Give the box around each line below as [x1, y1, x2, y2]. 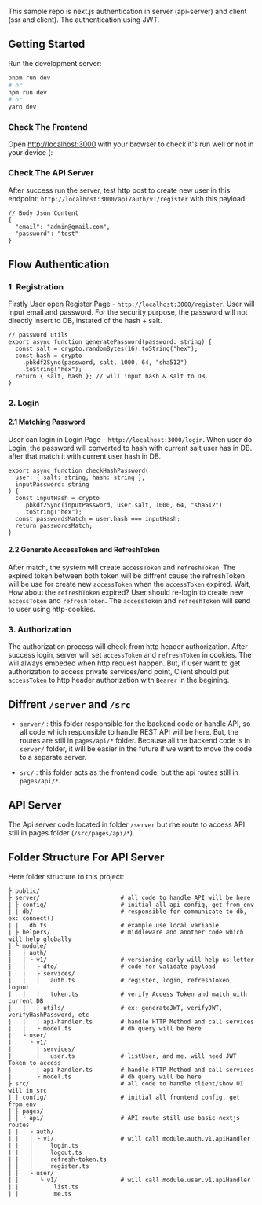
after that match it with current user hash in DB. [8, 451, 162, 461]
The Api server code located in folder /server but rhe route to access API [8, 820, 246, 829]
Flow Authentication [8, 258, 110, 271]
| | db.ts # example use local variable [8, 921, 220, 929]
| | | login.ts [8, 1141, 79, 1149]
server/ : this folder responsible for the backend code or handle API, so [19, 719, 251, 728]
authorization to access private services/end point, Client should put [8, 667, 230, 676]
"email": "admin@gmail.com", [15, 223, 111, 230]
